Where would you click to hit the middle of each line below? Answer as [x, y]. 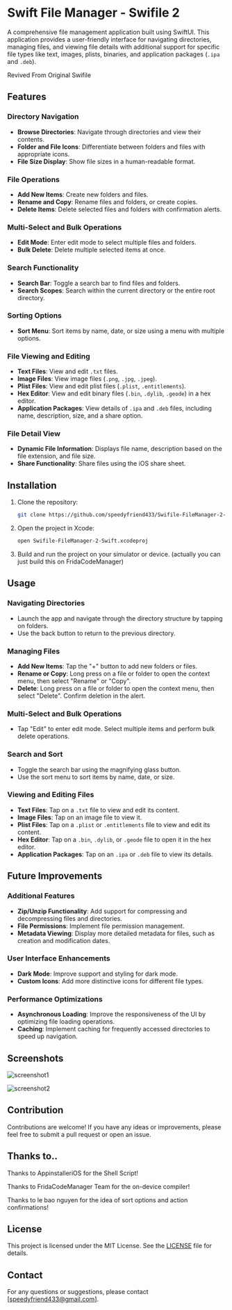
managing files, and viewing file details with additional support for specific [114, 47]
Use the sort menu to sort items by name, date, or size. [96, 777]
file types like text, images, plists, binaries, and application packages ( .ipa [114, 54]
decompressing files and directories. [70, 918]
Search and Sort [35, 754]
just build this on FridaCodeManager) [70, 562]
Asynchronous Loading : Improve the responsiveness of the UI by [111, 1014]
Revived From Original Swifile [49, 75]
